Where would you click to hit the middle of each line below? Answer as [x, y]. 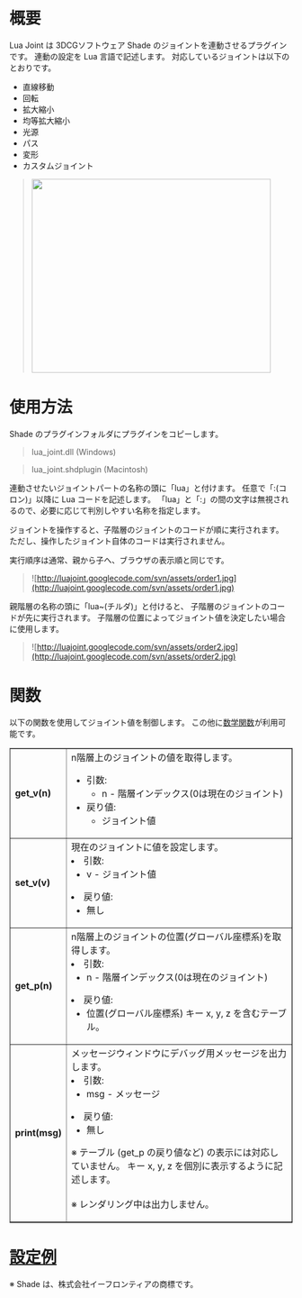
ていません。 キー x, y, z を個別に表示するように [173, 1165]
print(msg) [38, 1132]
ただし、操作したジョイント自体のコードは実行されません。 [120, 541]
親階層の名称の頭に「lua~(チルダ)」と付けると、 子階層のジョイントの [139, 606]
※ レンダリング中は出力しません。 [143, 1204]
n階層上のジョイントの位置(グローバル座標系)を [172, 937]
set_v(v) [33, 882]
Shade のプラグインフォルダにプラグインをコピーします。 [116, 434]
